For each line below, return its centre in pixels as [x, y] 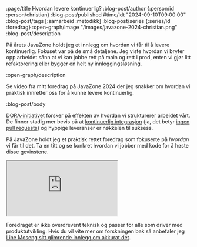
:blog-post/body [26, 104]
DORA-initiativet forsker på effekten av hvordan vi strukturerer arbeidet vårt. [98, 115]
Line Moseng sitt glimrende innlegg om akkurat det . [69, 237]
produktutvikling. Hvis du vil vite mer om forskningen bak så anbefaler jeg [96, 231]
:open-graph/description [36, 75]
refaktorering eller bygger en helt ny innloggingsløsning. [74, 64]
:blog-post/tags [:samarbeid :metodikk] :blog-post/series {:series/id [88, 21]
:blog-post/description [33, 34]
